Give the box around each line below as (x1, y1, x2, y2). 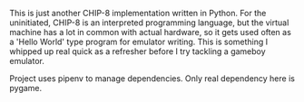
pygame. (9, 83, 43, 93)
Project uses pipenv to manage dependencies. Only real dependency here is (9, 73, 295, 84)
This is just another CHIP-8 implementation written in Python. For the (9, 8, 267, 18)
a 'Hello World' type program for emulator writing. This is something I (9, 36, 269, 47)
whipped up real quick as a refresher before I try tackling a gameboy (9, 46, 266, 57)
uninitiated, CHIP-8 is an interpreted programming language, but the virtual (9, 17, 289, 28)
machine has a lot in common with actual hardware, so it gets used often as (9, 27, 292, 37)
